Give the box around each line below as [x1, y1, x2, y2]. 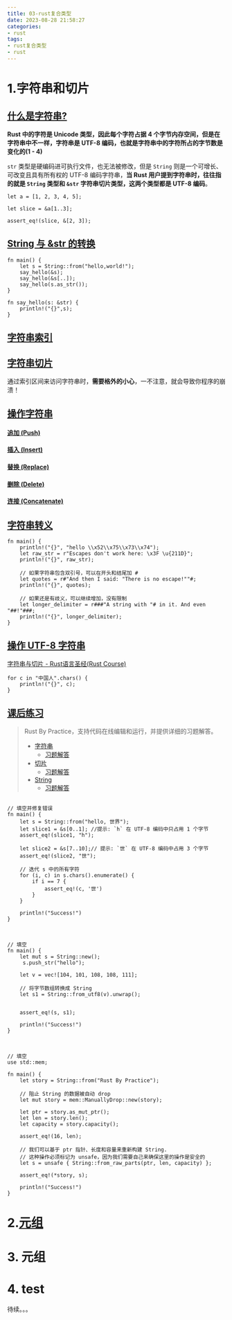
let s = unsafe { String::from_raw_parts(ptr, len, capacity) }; [19, 1159, 213, 1166]
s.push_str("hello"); [22, 959, 85, 966]
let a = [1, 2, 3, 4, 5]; [7, 193, 82, 200]
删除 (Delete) [7, 480, 45, 488]
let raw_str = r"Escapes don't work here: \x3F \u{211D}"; [19, 550, 194, 557]
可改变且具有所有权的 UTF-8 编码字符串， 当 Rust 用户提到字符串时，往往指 [7, 170, 222, 179]
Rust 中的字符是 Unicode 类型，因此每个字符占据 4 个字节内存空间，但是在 [7, 129, 220, 138]
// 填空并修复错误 [7, 804, 53, 812]
